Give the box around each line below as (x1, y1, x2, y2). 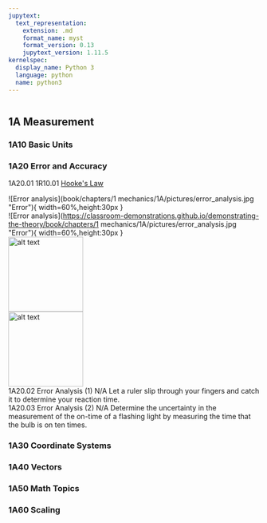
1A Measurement (8, 115, 94, 129)
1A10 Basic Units (8, 139, 73, 150)
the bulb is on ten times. (8, 420, 88, 430)
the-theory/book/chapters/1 (8, 220, 100, 229)
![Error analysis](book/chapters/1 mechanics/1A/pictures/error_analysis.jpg (8, 194, 254, 204)
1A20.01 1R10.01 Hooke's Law (8, 179, 104, 188)
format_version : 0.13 (22, 42, 94, 50)
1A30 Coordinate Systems (8, 440, 112, 451)
